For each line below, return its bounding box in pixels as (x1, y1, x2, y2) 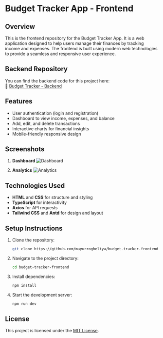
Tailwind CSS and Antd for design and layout (12, 210, 103, 216)
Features (5, 97, 33, 105)
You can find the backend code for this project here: (5, 78, 110, 83)
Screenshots (5, 145, 45, 154)
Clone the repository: (12, 237, 55, 243)
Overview (5, 22, 36, 31)
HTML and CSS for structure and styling (12, 195, 93, 200)
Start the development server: (12, 292, 72, 298)
